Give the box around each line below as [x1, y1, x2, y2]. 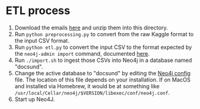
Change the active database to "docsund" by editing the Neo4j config [14, 69, 191, 77]
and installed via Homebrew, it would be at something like [14, 82, 160, 89]
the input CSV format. [14, 37, 70, 44]
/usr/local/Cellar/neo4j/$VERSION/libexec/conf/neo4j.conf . [14, 89, 170, 96]
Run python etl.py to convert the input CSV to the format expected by [14, 43, 192, 51]
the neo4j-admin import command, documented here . [14, 50, 150, 57]
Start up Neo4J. [14, 96, 55, 103]
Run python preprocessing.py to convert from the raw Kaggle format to [14, 30, 194, 37]
